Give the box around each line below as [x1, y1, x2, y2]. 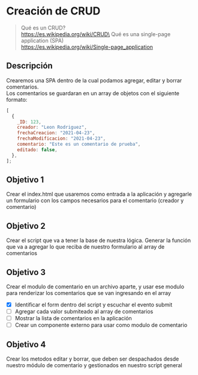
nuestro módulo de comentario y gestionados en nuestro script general [6, 362, 182, 368]
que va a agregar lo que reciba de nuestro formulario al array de [6, 243, 165, 250]
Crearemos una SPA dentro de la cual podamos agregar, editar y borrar [6, 76, 182, 84]
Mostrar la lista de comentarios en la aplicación [14, 315, 132, 322]
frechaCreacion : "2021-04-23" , [17, 130, 95, 136]
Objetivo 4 [6, 339, 46, 350]
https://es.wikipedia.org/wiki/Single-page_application [20, 43, 153, 51]
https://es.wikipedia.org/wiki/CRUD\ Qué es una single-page [20, 30, 171, 37]
